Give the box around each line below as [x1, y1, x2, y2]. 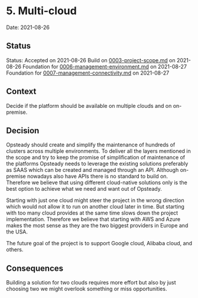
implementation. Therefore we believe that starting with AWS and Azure [6, 216, 181, 223]
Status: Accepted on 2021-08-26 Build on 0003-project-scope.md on [6, 56, 176, 63]
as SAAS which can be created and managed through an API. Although [6, 166, 179, 174]
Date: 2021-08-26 [6, 24, 50, 31]
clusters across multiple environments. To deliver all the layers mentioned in [6, 148, 191, 155]
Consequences [6, 263, 64, 273]
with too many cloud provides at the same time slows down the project [6, 209, 178, 217]
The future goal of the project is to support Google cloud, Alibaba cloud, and [6, 240, 193, 247]
